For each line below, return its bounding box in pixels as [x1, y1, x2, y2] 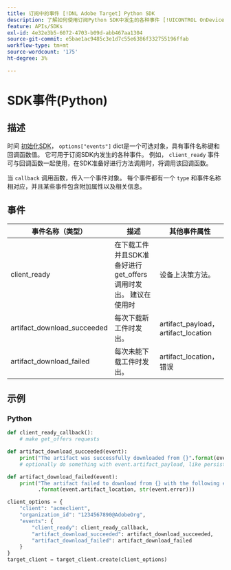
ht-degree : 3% [7, 55, 48, 62]
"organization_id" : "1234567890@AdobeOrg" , [19, 511, 146, 518]
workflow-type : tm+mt [7, 42, 69, 49]
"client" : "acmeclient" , [19, 505, 91, 512]
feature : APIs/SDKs [7, 23, 63, 30]
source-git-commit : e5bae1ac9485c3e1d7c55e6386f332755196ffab [7, 36, 189, 43]
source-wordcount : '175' [7, 49, 78, 56]
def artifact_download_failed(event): [7, 473, 118, 481]
